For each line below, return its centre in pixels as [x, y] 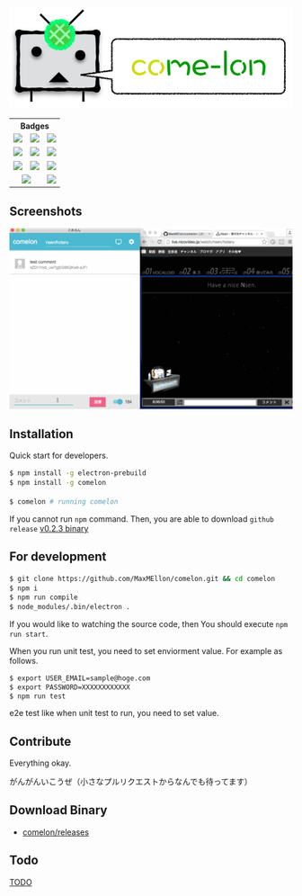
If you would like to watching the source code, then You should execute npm [149, 624]
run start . [29, 634]
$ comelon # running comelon [64, 502]
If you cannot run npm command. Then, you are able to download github [142, 519]
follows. [24, 661]
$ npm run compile [44, 597]
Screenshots [46, 211]
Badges [35, 126]
